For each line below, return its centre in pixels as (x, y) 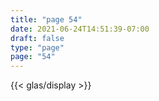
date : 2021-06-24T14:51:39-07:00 (80, 29)
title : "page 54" (46, 19)
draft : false (37, 38)
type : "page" (37, 47)
